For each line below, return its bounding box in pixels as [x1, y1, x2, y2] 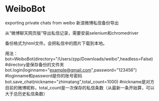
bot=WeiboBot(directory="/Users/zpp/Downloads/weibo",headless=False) [5, 56, 153, 62]
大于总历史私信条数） [5, 90, 48, 97]
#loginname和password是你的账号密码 [5, 73, 82, 78]
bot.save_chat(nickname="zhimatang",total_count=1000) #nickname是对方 [5, 78, 155, 85]
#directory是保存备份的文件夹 [5, 62, 64, 67]
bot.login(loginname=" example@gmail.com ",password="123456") [5, 67, 137, 73]
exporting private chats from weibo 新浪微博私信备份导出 [5, 20, 119, 25]
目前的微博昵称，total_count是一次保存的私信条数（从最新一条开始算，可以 [5, 85, 155, 90]
